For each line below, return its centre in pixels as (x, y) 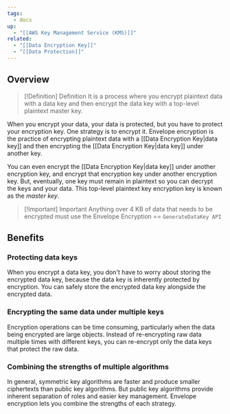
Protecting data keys (42, 257)
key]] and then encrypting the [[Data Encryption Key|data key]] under (105, 146)
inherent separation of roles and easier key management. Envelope (102, 396)
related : (20, 39)
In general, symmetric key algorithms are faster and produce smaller (104, 381)
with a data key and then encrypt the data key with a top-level (111, 103)
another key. (25, 153)
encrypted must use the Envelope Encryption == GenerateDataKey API (123, 216)
